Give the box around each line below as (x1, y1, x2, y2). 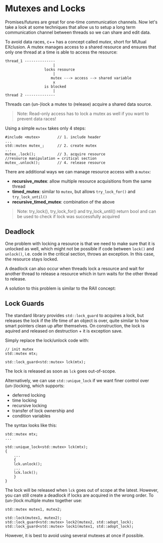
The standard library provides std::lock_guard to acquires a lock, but (5, 312, 144, 318)
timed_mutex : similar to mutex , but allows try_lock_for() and (12, 188, 135, 194)
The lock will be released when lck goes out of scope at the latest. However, (5, 487, 159, 493)
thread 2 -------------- (5, 93, 55, 97)
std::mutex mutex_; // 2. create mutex (5, 143, 97, 148)
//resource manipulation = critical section (5, 156, 97, 161)
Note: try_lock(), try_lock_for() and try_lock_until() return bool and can (17, 208, 157, 214)
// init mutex (5, 347, 34, 352)
